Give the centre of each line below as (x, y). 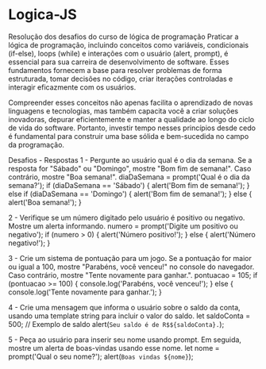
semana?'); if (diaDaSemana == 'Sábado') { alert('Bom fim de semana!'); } (129, 185)
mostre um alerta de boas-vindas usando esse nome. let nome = (114, 348)
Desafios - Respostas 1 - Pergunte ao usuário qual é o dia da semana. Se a (130, 160)
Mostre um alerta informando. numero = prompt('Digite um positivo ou (123, 226)
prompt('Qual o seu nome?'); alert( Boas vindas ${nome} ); (101, 356)
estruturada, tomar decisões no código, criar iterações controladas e (121, 79)
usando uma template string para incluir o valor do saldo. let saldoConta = (129, 316)
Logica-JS (42, 15)
